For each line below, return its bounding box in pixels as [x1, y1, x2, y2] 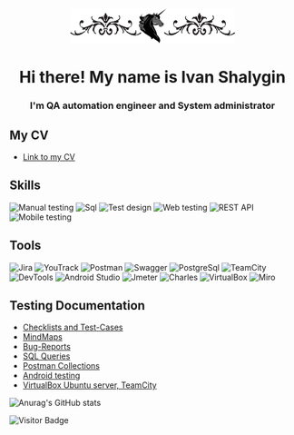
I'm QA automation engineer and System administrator [30, 99, 275, 112]
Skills [9, 178, 41, 193]
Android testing [22, 371, 81, 381]
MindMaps [22, 331, 64, 342]
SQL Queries [22, 351, 71, 361]
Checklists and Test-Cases [22, 321, 123, 333]
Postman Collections [22, 361, 100, 371]
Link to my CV [22, 151, 75, 162]
